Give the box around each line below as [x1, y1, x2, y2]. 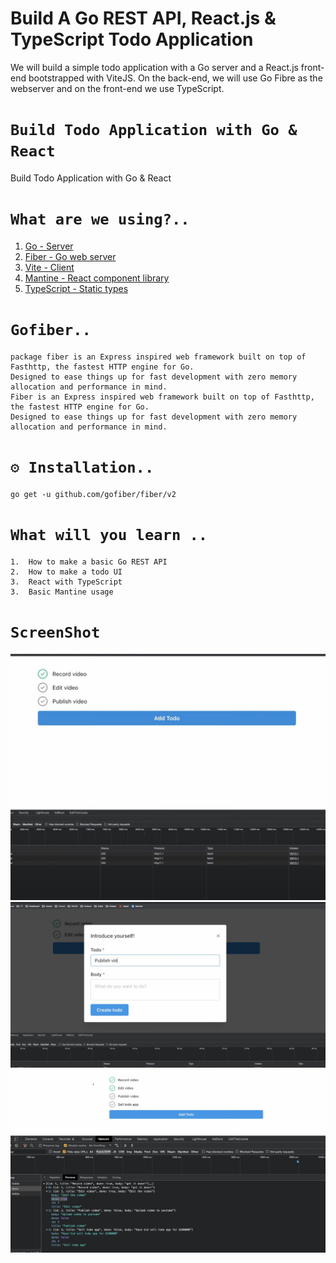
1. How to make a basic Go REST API [10, 557, 168, 567]
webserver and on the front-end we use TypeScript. [10, 82, 225, 94]
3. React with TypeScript [10, 577, 123, 587]
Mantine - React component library [24, 272, 170, 284]
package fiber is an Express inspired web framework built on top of [10, 352, 307, 362]
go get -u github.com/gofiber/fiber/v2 [10, 489, 177, 499]
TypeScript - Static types [24, 282, 129, 294]
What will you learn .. [10, 525, 208, 544]
